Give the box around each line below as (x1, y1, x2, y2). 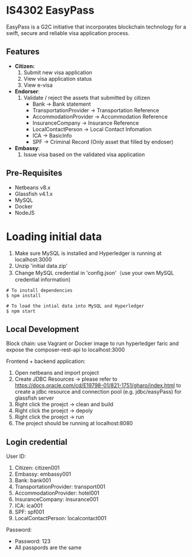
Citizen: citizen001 (14, 464, 60, 471)
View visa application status (23, 75, 92, 82)
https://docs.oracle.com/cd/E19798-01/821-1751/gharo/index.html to (14, 382, 181, 389)
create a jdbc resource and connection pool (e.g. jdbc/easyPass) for (14, 388, 182, 395)
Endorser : (14, 87, 40, 95)
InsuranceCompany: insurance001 (14, 496, 99, 503)
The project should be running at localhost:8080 (14, 420, 133, 427)
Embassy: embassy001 (14, 470, 71, 478)
